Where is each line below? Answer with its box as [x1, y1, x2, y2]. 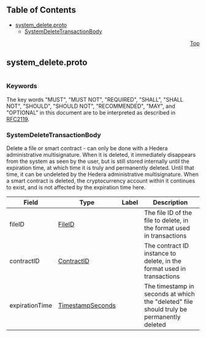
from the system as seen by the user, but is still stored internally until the [6, 157, 190, 165]
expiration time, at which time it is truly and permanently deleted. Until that [6, 164, 194, 172]
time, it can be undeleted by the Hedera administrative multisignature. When [6, 171, 199, 178]
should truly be [143, 305, 188, 314]
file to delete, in [143, 216, 189, 225]
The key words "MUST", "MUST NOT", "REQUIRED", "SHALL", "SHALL [6, 96, 184, 103]
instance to [143, 249, 177, 258]
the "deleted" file [143, 297, 193, 306]
